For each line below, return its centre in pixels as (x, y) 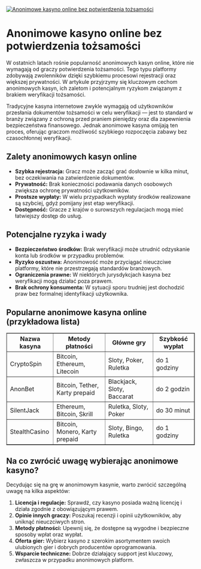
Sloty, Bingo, (126, 428)
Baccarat (121, 397)
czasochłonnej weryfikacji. (39, 138)
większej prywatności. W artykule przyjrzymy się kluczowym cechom (92, 81)
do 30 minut (173, 410)
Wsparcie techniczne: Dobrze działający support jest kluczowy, (94, 553)
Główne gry (129, 343)
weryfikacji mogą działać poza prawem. (64, 281)
